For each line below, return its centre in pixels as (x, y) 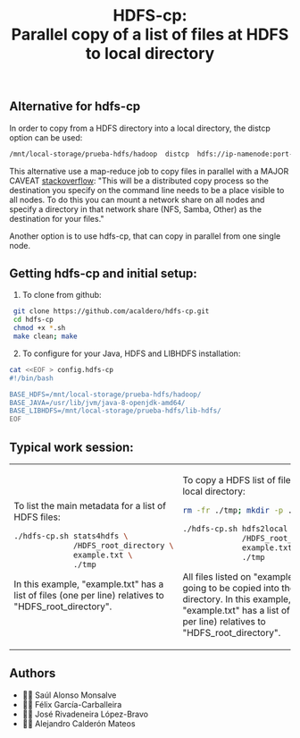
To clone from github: (62, 295)
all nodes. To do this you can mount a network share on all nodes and (137, 199)
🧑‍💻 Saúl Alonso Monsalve (69, 695)
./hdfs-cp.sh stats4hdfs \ (71, 536)
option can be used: (46, 137)
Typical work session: (71, 447)
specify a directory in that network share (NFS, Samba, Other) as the (135, 209)
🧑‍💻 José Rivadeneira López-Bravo (85, 714)
